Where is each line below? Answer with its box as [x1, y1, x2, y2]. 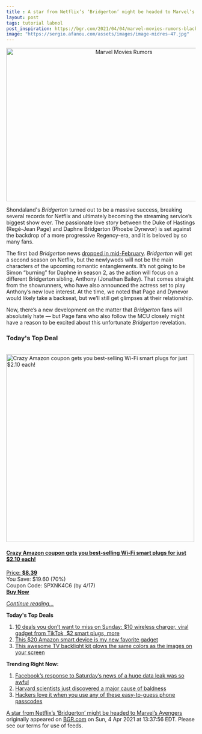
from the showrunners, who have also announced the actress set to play [6, 282, 186, 289]
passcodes [14, 697, 43, 705]
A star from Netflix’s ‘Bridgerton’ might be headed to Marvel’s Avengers [6, 709, 183, 716]
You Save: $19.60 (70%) [6, 575, 66, 583]
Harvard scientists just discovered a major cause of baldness [14, 685, 167, 692]
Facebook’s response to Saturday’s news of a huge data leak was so [14, 671, 185, 679]
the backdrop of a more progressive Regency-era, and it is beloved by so [6, 232, 188, 239]
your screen [14, 649, 45, 656]
